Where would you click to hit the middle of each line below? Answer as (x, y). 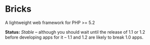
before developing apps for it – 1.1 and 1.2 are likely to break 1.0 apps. (74, 37)
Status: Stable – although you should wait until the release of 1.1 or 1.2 (75, 32)
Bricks (18, 9)
